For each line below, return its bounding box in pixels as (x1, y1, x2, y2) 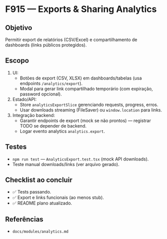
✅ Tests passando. (12, 189, 51, 195)
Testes (5, 142, 27, 151)
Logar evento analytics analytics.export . (19, 128, 105, 134)
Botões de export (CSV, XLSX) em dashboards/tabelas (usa (19, 75, 142, 81)
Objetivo (5, 23, 32, 32)
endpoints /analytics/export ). (19, 80, 83, 86)
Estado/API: (12, 96, 37, 102)
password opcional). (19, 91, 62, 97)
